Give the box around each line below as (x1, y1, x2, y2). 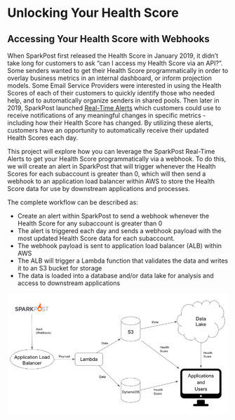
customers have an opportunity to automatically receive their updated (7, 126, 209, 134)
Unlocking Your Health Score (7, 5, 179, 21)
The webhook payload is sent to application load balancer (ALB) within (17, 242, 222, 250)
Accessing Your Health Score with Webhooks (7, 33, 210, 45)
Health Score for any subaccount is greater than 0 (17, 219, 163, 228)
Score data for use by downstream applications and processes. (7, 185, 191, 192)
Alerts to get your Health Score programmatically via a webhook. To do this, (7, 155, 227, 163)
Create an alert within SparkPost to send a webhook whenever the (17, 212, 210, 220)
